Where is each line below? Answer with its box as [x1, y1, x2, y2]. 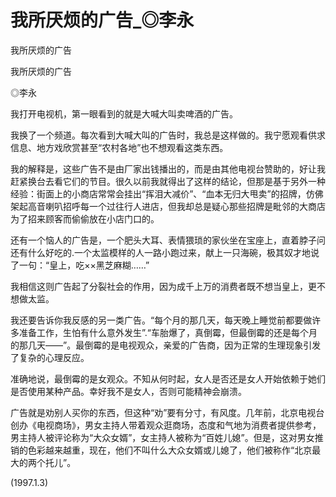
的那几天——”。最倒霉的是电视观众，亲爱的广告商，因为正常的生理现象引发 [10, 339, 322, 351]
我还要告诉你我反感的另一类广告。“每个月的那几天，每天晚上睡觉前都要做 [10, 314, 313, 326]
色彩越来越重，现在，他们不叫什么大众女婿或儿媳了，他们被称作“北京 [27, 444, 313, 456]
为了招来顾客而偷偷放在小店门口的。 [10, 212, 160, 225]
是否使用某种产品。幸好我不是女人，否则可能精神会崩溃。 [10, 385, 247, 397]
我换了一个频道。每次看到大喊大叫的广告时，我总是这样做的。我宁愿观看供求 [10, 129, 326, 141]
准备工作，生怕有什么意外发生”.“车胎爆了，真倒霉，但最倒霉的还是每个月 [18, 326, 318, 338]
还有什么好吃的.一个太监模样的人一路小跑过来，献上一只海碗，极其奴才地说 [10, 246, 320, 258]
